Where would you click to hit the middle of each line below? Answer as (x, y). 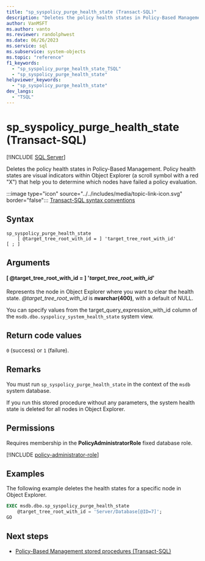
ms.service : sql (27, 46)
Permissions (31, 428)
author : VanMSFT (27, 23)
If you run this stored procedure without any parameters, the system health (101, 402)
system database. (29, 390)
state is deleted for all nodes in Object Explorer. (66, 409)
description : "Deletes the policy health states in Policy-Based (91, 18)
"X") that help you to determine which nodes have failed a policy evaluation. (102, 182)
